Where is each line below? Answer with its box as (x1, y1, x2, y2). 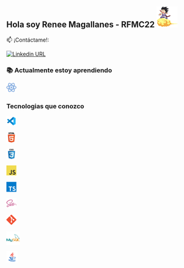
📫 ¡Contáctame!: (6, 36, 50, 43)
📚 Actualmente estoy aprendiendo (6, 65, 112, 74)
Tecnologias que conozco (6, 102, 84, 111)
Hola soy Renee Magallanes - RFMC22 (6, 20, 155, 30)
